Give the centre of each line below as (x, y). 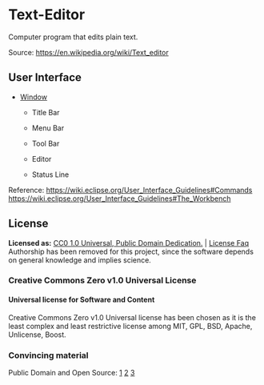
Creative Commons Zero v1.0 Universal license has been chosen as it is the (132, 317)
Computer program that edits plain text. (73, 37)
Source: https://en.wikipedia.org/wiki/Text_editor (89, 52)
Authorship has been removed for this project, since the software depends (131, 251)
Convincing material (49, 355)
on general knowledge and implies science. (80, 260)
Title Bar (46, 112)
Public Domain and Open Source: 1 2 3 (72, 372)
